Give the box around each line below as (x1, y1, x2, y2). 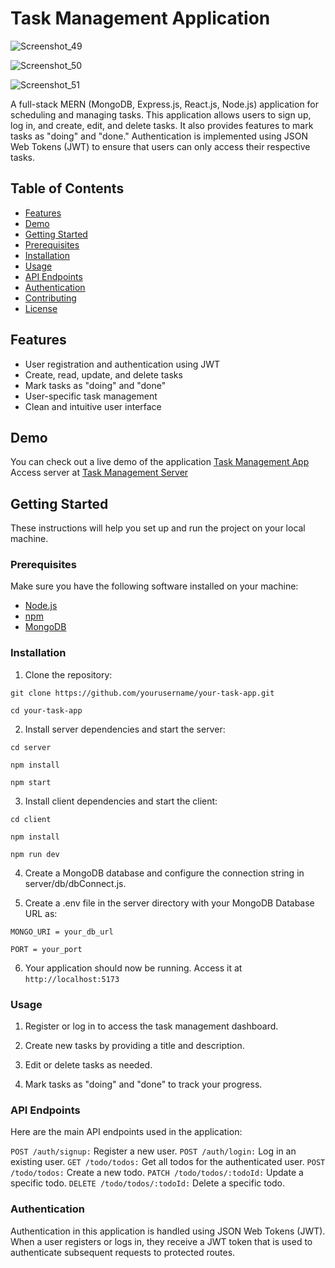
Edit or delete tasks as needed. (24, 1059, 153, 1071)
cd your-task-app (10, 705, 83, 716)
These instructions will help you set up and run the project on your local (10, 522, 306, 534)
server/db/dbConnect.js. (24, 877, 127, 889)
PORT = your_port (10, 944, 83, 954)
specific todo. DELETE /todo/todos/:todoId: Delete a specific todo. (10, 1177, 286, 1189)
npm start (10, 777, 52, 787)
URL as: (24, 907, 58, 919)
